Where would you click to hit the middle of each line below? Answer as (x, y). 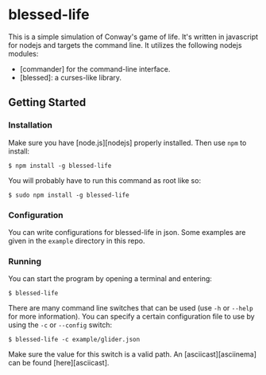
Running (25, 261)
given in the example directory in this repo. (77, 240)
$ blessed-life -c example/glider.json (74, 340)
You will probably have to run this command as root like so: (104, 180)
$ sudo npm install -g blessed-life (69, 195)
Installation (31, 125)
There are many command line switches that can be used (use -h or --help (131, 308)
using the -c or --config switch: (60, 325)
